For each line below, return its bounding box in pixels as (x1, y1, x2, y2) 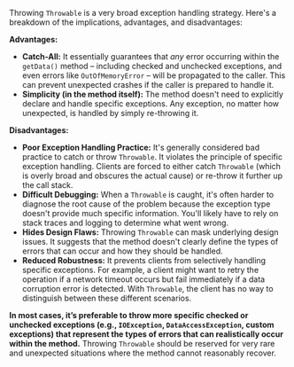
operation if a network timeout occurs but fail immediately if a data (21, 274, 266, 285)
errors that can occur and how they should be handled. (21, 246, 223, 256)
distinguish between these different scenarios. (21, 293, 192, 303)
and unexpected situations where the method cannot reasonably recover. (9, 347, 277, 358)
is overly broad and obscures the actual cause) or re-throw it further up (21, 170, 283, 181)
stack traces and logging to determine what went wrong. (21, 217, 228, 228)
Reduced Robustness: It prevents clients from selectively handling (21, 255, 267, 265)
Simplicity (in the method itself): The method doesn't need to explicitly (21, 89, 283, 99)
